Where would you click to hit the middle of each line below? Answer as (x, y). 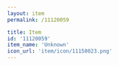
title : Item (24, 32)
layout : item (26, 13)
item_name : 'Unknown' (38, 45)
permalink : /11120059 (38, 20)
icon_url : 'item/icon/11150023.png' (60, 51)
